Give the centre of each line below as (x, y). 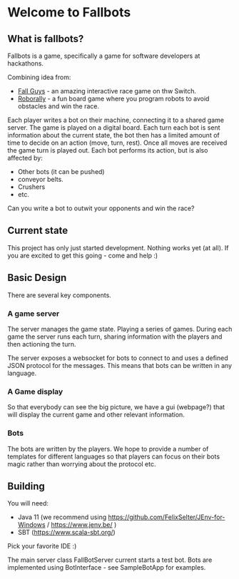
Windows (31, 525)
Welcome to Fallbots (69, 12)
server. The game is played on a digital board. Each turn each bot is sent (114, 128)
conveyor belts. (41, 179)
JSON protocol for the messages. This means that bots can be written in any (120, 365)
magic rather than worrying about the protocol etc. (82, 463)
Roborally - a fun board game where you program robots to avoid (113, 98)
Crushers (31, 187)
